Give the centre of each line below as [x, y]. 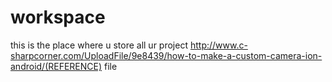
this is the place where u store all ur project [99, 45]
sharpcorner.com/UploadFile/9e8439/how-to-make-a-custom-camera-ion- [166, 55]
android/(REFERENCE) [56, 66]
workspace [58, 17]
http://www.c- [218, 45]
